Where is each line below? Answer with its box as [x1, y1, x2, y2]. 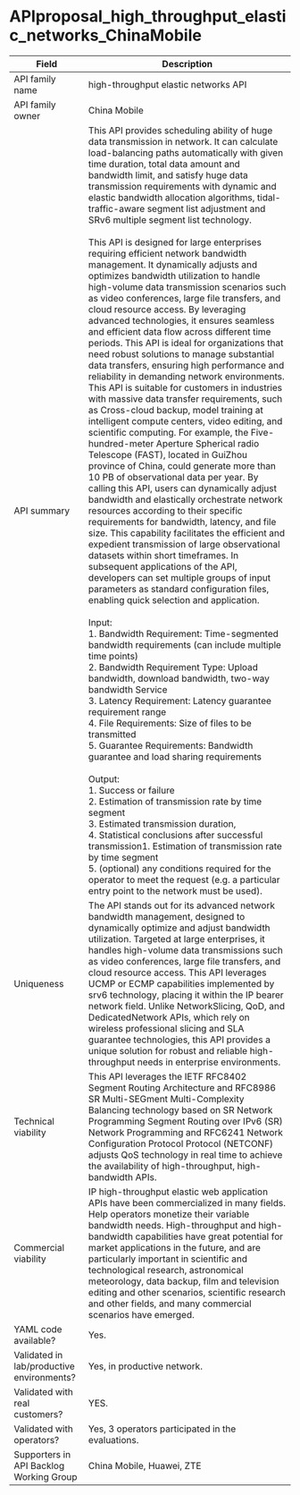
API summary [13, 504, 71, 516]
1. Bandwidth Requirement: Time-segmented [87, 627, 279, 640]
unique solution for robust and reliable [87, 1044, 248, 1057]
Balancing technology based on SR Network [87, 1103, 273, 1116]
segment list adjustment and [146, 202, 266, 215]
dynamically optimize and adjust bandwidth [87, 922, 271, 934]
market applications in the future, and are [87, 1241, 261, 1253]
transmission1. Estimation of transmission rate [87, 839, 283, 852]
